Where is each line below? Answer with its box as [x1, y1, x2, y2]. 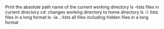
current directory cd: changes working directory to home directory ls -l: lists [5, 9, 158, 15]
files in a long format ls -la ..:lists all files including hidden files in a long [5, 14, 148, 20]
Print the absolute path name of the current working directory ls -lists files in [5, 4, 159, 10]
